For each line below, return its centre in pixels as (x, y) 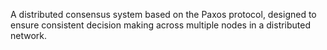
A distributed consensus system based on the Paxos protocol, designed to (163, 14)
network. (29, 35)
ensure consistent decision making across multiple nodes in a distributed (161, 25)
